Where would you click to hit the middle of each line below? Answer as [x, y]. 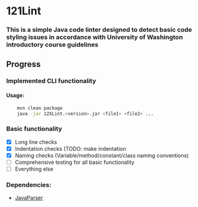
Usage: [16, 95]
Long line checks [36, 142]
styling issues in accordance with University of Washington [95, 37]
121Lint [24, 11]
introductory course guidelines [52, 45]
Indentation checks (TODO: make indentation [70, 148]
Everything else [34, 169]
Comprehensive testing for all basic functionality [74, 162]
